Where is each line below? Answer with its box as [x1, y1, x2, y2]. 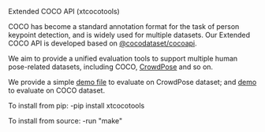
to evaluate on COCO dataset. [8, 86, 105, 95]
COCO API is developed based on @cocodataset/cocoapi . [8, 38, 197, 48]
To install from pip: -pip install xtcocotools [8, 101, 145, 110]
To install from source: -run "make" [8, 116, 123, 125]
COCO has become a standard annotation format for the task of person [8, 22, 240, 31]
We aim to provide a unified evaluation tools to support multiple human [8, 54, 238, 63]
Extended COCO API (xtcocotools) [8, 7, 120, 16]
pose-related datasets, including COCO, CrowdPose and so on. [8, 62, 214, 71]
